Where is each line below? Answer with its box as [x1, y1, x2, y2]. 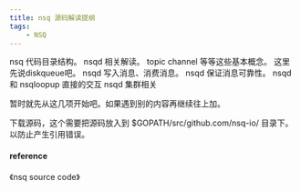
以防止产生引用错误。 [9, 129, 89, 140]
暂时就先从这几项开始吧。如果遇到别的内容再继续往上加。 [9, 98, 225, 109]
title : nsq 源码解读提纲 [9, 13, 96, 23]
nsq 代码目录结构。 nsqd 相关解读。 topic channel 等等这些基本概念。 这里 [9, 56, 290, 67]
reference [9, 150, 48, 161]
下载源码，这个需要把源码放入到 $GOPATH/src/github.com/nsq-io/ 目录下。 [9, 117, 294, 128]
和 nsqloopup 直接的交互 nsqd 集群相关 [9, 79, 158, 90]
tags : [9, 22, 30, 31]
